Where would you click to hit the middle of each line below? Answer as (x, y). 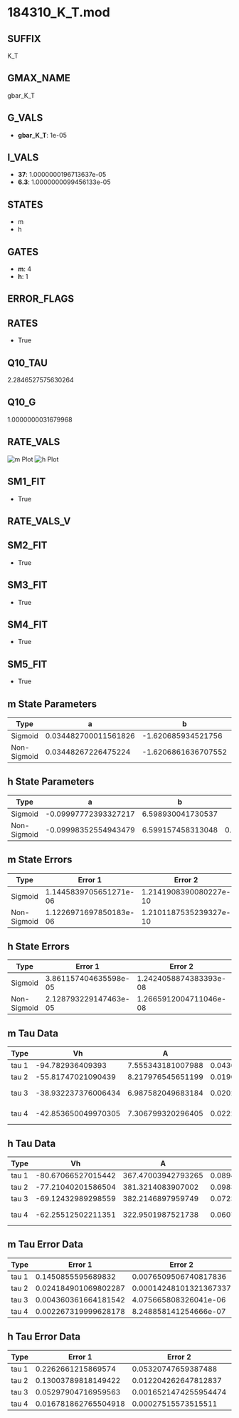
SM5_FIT (27, 664)
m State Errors (40, 860)
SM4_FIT (28, 624)
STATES (26, 204)
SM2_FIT (27, 545)
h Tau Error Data (44, 1337)
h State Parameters (51, 782)
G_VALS (25, 118)
